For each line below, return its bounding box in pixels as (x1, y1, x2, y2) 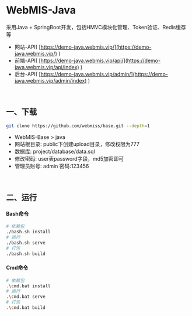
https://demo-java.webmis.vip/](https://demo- (40, 43, 152, 50)
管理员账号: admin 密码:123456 (14, 162, 89, 169)
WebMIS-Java (6, 4, 76, 17)
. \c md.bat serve (6, 294, 46, 300)
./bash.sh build (6, 250, 46, 257)
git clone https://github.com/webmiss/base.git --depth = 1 (6, 123, 150, 129)
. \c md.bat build (6, 305, 46, 311)
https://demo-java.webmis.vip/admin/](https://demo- (40, 70, 168, 77)
